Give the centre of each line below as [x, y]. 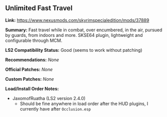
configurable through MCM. [34, 40]
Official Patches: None [29, 69]
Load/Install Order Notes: [32, 89]
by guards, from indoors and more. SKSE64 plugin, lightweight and [74, 35]
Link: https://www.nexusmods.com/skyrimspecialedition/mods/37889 [77, 20]
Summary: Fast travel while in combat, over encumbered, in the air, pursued [84, 30]
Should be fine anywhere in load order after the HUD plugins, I [84, 104]
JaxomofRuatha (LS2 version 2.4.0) [49, 98]
